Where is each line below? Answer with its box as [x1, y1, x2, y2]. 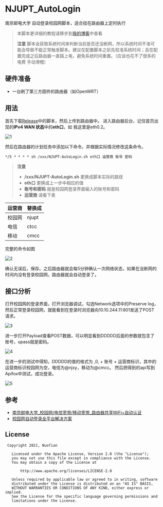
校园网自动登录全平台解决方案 [12, 416, 72, 421]
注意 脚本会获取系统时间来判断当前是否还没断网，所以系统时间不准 [17, 40, 151, 47]
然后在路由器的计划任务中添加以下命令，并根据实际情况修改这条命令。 [5, 143, 146, 149]
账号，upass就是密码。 [5, 339, 52, 345]
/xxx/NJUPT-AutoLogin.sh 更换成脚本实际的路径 [24, 174, 123, 179]
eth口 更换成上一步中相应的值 [24, 180, 84, 186]
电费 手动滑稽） [17, 59, 49, 65]
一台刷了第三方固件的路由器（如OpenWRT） [12, 88, 101, 94]
